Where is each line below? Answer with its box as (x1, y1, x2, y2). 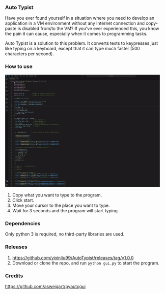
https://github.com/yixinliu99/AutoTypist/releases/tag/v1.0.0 (12, 255, 134, 261)
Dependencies (5, 220, 41, 227)
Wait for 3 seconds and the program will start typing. (12, 207, 119, 213)
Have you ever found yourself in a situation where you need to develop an (5, 15, 155, 21)
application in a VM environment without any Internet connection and (5, 20, 145, 26)
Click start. (12, 197, 34, 203)
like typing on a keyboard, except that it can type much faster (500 (5, 46, 140, 52)
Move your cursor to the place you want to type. (12, 202, 110, 208)
